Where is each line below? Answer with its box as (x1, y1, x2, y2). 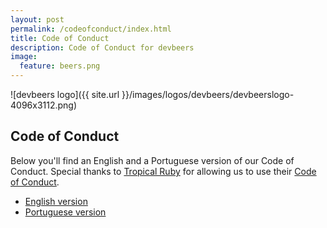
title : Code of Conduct (10, 33, 110, 43)
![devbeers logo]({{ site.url (10, 89, 120, 100)
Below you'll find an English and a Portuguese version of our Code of (10, 154, 295, 166)
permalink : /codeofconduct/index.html (10, 24, 172, 34)
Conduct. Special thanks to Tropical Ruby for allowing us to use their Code (10, 165, 317, 177)
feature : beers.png (19, 61, 101, 71)
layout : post (10, 14, 65, 25)
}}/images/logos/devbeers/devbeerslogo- (121, 89, 295, 100)
